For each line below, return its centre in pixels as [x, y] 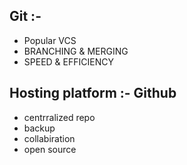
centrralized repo [59, 117]
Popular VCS [50, 40]
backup [39, 128]
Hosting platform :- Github [93, 93]
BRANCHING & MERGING [76, 51]
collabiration [49, 138]
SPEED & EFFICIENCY [68, 61]
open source [50, 149]
